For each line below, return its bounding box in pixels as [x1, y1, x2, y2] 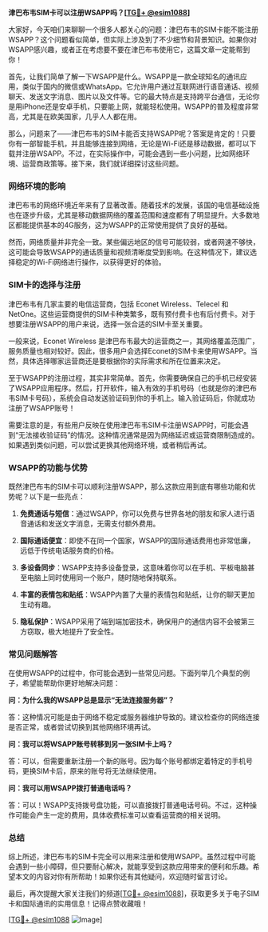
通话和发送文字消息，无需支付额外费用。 [26, 518, 160, 528]
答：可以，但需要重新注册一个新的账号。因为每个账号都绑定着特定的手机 [8, 756, 246, 766]
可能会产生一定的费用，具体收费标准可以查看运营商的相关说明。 [14, 810, 225, 820]
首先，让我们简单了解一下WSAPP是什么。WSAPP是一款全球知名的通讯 [8, 72, 241, 81]
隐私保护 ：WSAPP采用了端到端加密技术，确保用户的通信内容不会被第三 [19, 616, 255, 626]
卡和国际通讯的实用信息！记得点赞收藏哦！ [8, 899, 148, 909]
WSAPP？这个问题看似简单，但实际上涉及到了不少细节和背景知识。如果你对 [8, 35, 258, 44]
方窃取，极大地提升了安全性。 [19, 626, 118, 636]
